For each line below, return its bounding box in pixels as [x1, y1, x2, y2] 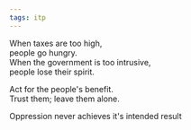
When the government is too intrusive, [9, 56, 151, 67]
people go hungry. [9, 47, 78, 58]
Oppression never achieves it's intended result [9, 110, 182, 121]
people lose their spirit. [9, 66, 95, 77]
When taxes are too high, [9, 38, 103, 48]
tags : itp [9, 13, 47, 22]
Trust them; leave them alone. [9, 93, 120, 104]
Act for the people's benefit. [9, 83, 114, 94]
